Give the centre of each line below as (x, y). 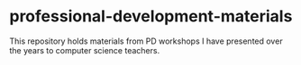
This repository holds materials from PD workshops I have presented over (146, 41)
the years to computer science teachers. (85, 50)
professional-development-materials (151, 16)
